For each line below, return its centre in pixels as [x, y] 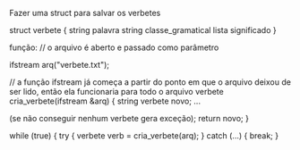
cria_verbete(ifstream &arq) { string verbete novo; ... [105, 101]
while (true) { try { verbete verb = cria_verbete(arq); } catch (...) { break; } [144, 136]
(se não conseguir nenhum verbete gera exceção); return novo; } [129, 118]
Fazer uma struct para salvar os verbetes [85, 13]
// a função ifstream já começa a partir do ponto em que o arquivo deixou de [150, 82]
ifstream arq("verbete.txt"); [60, 65]
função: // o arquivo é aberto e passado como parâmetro [114, 47]
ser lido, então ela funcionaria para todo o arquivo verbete [116, 92]
